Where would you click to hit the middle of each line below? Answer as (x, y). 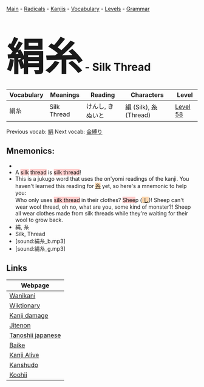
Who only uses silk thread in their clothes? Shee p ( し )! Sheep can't (99, 200)
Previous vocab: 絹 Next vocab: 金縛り (54, 131)
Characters (147, 95)
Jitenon (20, 325)
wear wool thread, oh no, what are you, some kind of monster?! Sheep (103, 207)
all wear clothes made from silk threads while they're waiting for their (101, 213)
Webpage (35, 285)
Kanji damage (29, 315)
